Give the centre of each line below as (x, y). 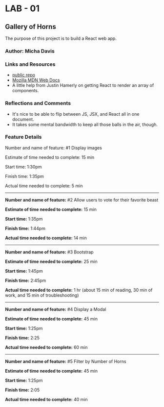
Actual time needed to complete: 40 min (46, 399)
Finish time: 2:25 (22, 338)
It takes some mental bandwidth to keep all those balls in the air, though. (85, 124)
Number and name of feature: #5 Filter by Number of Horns (66, 361)
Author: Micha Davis (30, 51)
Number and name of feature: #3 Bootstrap (49, 252)
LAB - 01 (22, 9)
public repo (24, 75)
